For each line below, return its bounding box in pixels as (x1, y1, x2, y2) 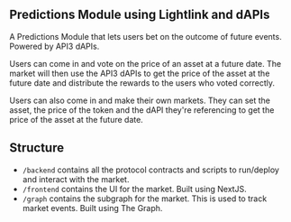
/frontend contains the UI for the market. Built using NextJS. (22, 183, 248, 194)
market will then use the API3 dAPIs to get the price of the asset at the (9, 68, 270, 79)
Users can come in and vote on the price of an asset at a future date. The (9, 58, 282, 69)
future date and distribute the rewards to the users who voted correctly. (9, 77, 276, 88)
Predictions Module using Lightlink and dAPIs (9, 7, 270, 23)
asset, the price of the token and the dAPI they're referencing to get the (9, 104, 275, 116)
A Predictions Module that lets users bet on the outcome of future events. (9, 31, 282, 42)
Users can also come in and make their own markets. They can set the (9, 95, 271, 106)
